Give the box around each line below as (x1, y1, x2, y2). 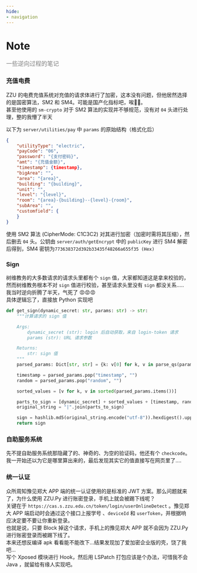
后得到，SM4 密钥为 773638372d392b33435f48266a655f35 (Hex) (6, 245, 155, 252)
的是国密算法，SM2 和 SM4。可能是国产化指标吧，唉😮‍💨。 (6, 98, 147, 105)
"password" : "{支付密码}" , (16, 154, 79, 160)
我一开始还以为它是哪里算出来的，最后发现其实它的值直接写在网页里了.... (6, 457, 182, 464)
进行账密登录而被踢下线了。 (6, 531, 73, 538)
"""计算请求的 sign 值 (16, 313, 67, 319)
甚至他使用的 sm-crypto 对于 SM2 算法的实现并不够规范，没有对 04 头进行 (6, 106, 184, 113)
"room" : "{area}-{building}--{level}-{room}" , (16, 197, 133, 203)
